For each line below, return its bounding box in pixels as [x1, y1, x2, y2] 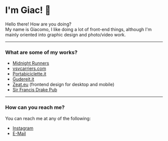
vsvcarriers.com [12, 65, 46, 71]
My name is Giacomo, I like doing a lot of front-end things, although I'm [5, 26, 152, 32]
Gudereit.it [12, 76, 34, 82]
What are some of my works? [5, 48, 77, 55]
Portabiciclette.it [12, 71, 46, 77]
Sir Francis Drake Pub [12, 87, 57, 93]
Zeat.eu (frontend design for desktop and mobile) [12, 81, 114, 87]
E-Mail [12, 130, 26, 136]
